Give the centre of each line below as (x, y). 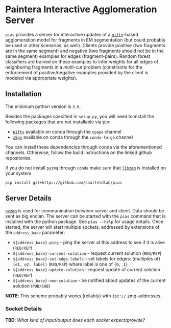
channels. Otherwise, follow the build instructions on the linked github (79, 152)
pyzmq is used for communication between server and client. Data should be (85, 210)
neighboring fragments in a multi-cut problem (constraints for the (74, 67)
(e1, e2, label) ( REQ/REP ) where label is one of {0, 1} (70, 264)
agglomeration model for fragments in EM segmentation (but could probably (86, 40)
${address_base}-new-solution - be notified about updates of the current (89, 280)
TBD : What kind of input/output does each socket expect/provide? (75, 320)
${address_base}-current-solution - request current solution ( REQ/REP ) (87, 253)
